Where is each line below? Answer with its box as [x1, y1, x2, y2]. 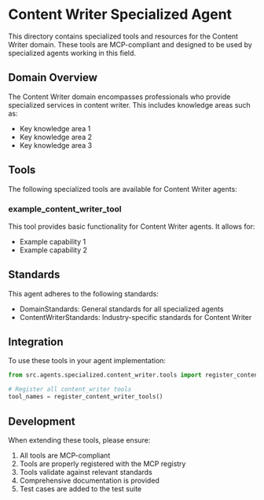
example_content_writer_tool [8, 204, 122, 215]
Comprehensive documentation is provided [19, 476, 159, 485]
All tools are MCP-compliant [19, 450, 111, 460]
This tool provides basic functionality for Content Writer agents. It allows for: [8, 222, 255, 231]
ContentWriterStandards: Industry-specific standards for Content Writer [19, 312, 252, 322]
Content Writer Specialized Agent [8, 6, 233, 24]
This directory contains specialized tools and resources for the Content [8, 31, 238, 41]
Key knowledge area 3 [19, 140, 93, 150]
